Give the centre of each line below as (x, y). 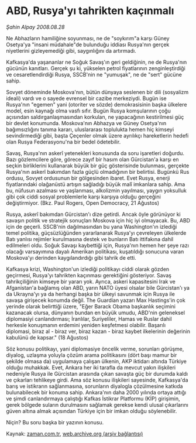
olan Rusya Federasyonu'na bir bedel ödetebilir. (63, 142)
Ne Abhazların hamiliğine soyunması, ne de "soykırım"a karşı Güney (88, 38)
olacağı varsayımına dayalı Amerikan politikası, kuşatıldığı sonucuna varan (95, 251)
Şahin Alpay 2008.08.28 (35, 27)
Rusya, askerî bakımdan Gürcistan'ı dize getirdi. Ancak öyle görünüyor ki (93, 214)
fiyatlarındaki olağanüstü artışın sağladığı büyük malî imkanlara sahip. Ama (96, 184)
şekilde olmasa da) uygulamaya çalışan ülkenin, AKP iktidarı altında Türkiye (97, 361)
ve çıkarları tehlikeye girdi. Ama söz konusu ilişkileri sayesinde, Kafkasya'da (97, 380)
